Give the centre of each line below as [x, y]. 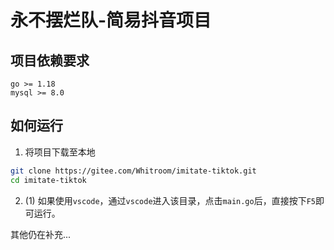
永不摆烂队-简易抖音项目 [111, 20]
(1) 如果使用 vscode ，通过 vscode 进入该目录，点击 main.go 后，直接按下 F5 [170, 200]
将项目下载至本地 [60, 152]
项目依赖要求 [50, 60]
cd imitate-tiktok [48, 180]
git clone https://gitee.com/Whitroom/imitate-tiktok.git [133, 171]
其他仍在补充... [41, 234]
